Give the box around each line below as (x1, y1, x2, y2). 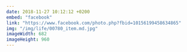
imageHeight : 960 (6, 36, 50, 42)
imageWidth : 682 (6, 31, 47, 37)
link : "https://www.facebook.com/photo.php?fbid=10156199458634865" (6, 20, 182, 26)
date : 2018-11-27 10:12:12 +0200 (6, 8, 90, 15)
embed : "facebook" (6, 14, 52, 20)
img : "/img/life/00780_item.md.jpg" (6, 25, 98, 32)
